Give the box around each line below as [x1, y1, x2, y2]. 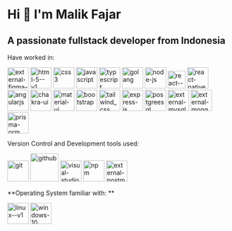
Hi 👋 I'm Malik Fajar [7, 6, 121, 23]
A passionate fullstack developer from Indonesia [7, 35, 226, 47]
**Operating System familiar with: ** [7, 189, 115, 197]
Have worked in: [7, 53, 55, 61]
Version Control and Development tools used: [7, 139, 140, 148]
